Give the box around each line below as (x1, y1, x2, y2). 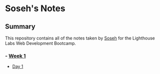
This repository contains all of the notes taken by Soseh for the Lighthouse (5, 35, 155, 41)
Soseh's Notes (5, 3, 66, 14)
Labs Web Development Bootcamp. (5, 40, 77, 46)
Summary (5, 22, 36, 31)
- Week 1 (5, 52, 26, 59)
